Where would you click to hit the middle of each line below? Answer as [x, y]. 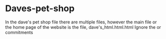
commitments [19, 32]
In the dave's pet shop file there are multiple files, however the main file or [81, 22]
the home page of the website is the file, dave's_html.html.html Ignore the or [83, 27]
